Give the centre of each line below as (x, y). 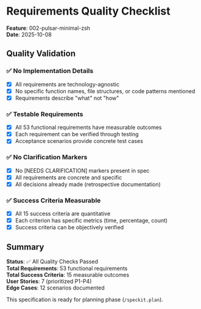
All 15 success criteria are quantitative (63, 214)
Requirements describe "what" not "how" (67, 98)
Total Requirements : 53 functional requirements (67, 268)
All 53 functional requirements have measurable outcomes (88, 127)
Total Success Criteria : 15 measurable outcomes (68, 275)
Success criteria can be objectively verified (69, 227)
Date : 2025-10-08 (29, 34)
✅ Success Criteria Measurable (54, 200)
